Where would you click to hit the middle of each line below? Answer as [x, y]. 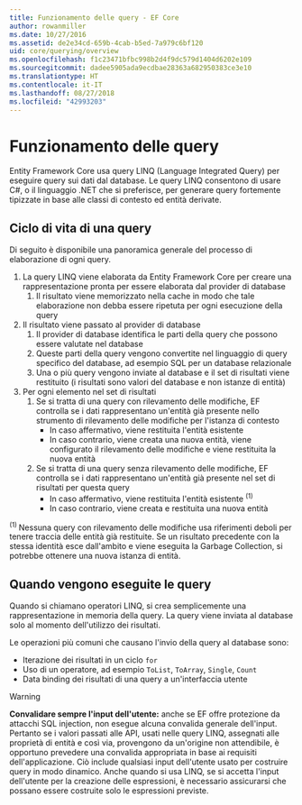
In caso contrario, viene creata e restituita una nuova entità [159, 508]
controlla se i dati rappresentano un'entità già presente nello [147, 411]
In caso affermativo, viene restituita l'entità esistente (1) [151, 498]
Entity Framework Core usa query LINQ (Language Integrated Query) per [145, 171]
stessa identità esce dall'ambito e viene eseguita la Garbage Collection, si [146, 546]
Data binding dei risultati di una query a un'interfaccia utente [135, 679]
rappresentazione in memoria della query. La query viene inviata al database [151, 616]
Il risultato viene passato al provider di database [111, 325]
